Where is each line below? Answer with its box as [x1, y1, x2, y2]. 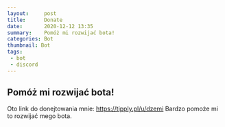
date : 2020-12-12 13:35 [7, 23, 94, 30]
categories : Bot [7, 36, 54, 43]
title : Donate [7, 16, 63, 23]
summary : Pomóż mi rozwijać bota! [7, 29, 115, 36]
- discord [10, 61, 38, 68]
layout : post [7, 10, 57, 17]
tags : [7, 49, 23, 56]
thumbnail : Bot [7, 42, 51, 49]
